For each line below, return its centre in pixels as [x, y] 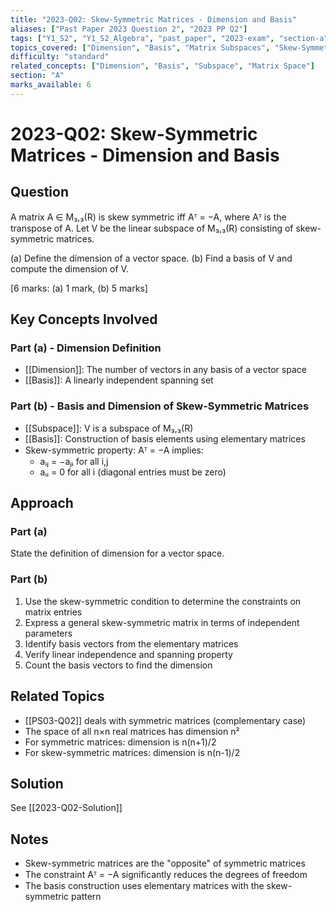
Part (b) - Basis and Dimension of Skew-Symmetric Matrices [160, 406]
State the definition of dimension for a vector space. [117, 553]
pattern [86, 897]
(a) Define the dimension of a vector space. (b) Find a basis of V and [151, 258]
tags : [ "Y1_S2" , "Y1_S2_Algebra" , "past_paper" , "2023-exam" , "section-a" [169, 38]
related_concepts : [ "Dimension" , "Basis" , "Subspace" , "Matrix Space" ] [162, 66]
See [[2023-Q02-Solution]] [66, 808]
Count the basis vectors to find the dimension [118, 665]
